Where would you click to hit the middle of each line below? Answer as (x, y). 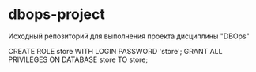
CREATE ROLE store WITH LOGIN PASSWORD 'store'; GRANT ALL (115, 51)
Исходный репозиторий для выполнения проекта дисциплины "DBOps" (129, 36)
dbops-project (56, 14)
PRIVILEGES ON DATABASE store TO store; (78, 59)
